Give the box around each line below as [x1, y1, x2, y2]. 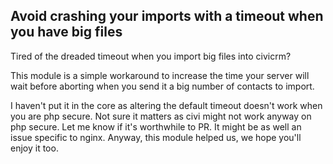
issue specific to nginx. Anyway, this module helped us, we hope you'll [10, 131, 302, 143]
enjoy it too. [10, 142, 59, 154]
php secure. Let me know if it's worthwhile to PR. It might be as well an [10, 120, 302, 133]
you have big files [10, 24, 123, 41]
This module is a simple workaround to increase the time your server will [10, 69, 310, 81]
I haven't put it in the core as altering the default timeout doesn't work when [10, 99, 323, 111]
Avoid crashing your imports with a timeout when [10, 8, 324, 25]
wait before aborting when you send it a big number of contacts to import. [10, 80, 315, 92]
